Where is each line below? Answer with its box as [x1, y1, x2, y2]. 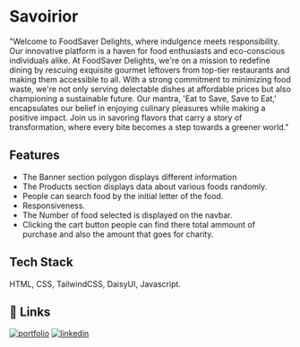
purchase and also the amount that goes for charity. [21, 229, 214, 239]
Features [9, 148, 60, 163]
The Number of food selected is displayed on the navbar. [21, 209, 233, 221]
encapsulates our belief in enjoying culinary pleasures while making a [9, 102, 266, 113]
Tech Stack [9, 255, 73, 270]
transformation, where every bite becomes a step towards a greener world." [9, 121, 289, 132]
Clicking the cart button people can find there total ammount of [21, 219, 256, 230]
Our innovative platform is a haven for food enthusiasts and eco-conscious [9, 45, 285, 56]
